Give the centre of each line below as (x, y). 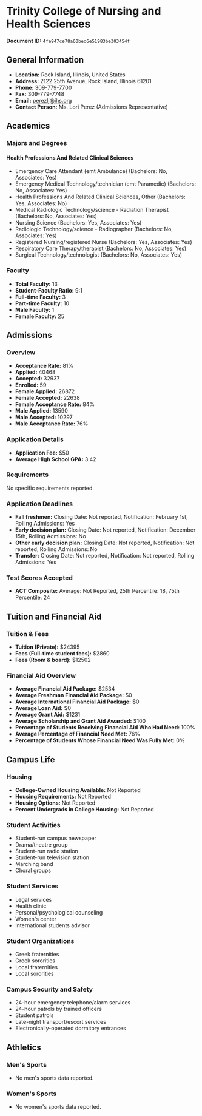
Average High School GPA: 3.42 (56, 459)
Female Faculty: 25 (40, 316)
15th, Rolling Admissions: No (50, 536)
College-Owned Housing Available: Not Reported (78, 790)
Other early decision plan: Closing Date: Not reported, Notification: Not (105, 543)
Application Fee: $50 (42, 453)
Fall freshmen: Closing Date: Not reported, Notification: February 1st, (101, 517)
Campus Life (31, 759)
